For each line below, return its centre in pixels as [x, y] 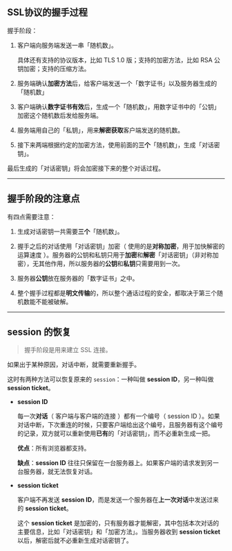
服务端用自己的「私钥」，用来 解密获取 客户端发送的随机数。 [100, 130]
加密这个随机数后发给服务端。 [59, 115]
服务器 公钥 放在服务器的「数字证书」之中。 [78, 278]
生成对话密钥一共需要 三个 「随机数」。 [70, 231]
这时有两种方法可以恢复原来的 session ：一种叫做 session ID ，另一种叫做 [110, 379]
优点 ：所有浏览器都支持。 [54, 448]
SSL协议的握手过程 [48, 12]
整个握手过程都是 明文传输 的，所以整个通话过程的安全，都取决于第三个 [117, 292]
